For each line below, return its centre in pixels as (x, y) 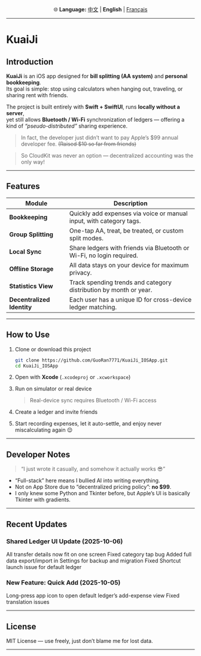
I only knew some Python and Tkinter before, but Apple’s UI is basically (102, 493)
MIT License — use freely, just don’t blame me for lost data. (80, 640)
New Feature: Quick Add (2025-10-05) (63, 582)
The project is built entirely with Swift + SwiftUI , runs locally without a (93, 107)
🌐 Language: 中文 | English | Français (100, 9)
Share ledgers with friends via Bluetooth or (129, 248)
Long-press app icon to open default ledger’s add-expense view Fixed (93, 595)
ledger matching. (93, 307)
